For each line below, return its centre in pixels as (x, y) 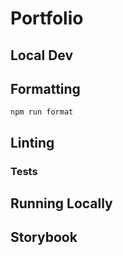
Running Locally (61, 203)
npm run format (42, 112)
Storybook (44, 237)
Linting (32, 142)
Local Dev (42, 55)
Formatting (45, 88)
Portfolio (47, 18)
